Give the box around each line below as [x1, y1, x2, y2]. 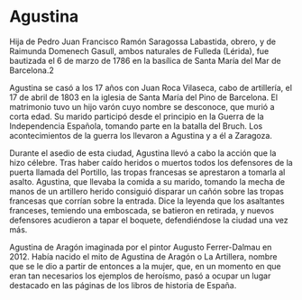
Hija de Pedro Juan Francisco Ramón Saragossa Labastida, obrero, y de [9, 36, 277, 47]
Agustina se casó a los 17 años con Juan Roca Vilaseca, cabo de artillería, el [9, 82, 293, 93]
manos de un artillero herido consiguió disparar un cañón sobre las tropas [9, 186, 284, 196]
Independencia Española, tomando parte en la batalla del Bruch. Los [9, 120, 263, 132]
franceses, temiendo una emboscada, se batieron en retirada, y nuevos [9, 205, 275, 215]
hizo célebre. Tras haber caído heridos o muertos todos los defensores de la [9, 157, 293, 168]
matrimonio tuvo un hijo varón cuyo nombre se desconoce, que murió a [9, 101, 275, 112]
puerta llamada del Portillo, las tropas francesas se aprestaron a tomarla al [9, 167, 286, 177]
